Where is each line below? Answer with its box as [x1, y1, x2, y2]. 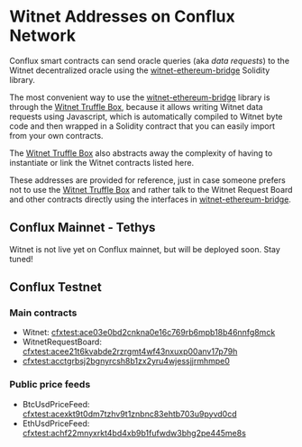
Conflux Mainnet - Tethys [9, 220, 156, 235]
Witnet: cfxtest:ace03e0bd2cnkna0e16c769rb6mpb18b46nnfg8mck [22, 327, 276, 338]
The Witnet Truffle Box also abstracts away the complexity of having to [9, 147, 273, 159]
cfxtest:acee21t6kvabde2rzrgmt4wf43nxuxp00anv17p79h [22, 346, 238, 357]
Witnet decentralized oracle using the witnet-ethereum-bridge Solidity [9, 65, 270, 76]
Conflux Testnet [9, 279, 102, 295]
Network [9, 25, 77, 46]
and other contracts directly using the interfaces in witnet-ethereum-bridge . [9, 194, 291, 205]
